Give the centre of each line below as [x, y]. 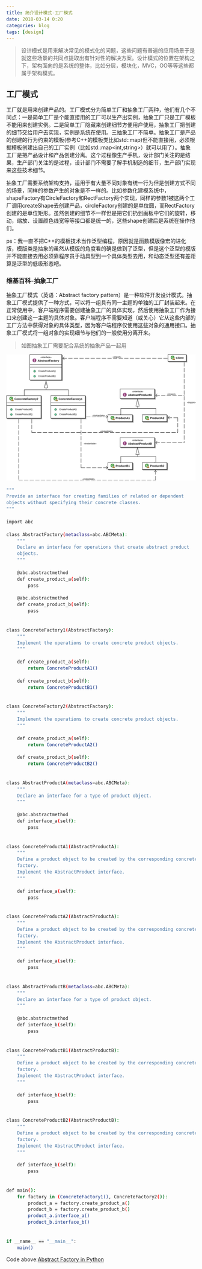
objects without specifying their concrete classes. [74, 503]
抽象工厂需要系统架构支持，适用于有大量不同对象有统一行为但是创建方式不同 [101, 183]
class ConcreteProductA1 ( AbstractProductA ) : [63, 846]
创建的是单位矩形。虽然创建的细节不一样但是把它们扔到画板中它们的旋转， [98, 213]
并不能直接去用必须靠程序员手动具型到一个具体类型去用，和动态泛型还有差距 [101, 256]
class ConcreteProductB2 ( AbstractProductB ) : [63, 1120]
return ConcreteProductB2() [63, 764]
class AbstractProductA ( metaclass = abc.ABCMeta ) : [68, 783]
